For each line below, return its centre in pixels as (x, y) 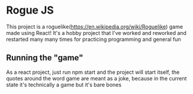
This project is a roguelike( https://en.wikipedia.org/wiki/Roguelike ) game (95, 27)
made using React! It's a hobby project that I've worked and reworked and (96, 33)
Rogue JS (30, 10)
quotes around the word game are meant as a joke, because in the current (96, 78)
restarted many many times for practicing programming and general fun (94, 39)
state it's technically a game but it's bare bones (64, 85)
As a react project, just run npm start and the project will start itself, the (93, 72)
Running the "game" (45, 58)
